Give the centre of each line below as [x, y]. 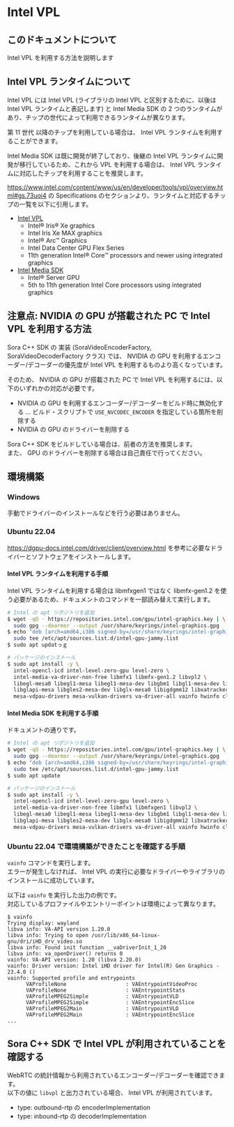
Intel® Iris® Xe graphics [61, 225]
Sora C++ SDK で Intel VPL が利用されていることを [117, 1044]
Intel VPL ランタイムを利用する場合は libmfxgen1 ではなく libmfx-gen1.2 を [114, 590]
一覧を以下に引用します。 [56, 204]
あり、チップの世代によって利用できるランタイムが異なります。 [98, 117]
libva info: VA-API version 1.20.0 [59, 930]
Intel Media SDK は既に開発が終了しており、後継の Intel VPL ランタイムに [112, 156]
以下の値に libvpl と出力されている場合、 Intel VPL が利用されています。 [111, 1092]
